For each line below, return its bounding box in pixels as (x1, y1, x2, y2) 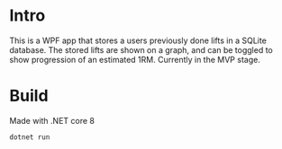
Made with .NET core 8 (9, 115, 95, 126)
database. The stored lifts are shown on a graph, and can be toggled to (9, 44, 273, 55)
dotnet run (9, 132, 50, 142)
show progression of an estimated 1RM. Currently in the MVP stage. (9, 54, 261, 65)
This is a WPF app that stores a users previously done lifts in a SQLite (9, 35, 268, 46)
